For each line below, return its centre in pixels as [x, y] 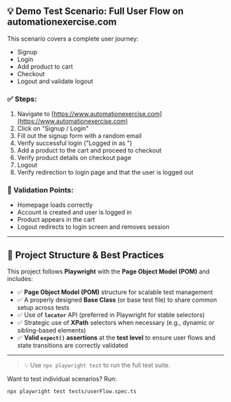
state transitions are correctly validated [73, 346]
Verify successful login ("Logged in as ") [75, 143]
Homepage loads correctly [55, 205]
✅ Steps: [22, 99]
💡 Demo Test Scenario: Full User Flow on [96, 11]
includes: [20, 279]
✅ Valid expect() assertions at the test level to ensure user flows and [116, 338]
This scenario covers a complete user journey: [73, 38]
